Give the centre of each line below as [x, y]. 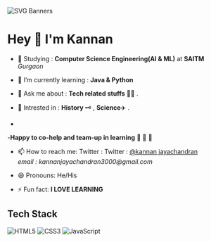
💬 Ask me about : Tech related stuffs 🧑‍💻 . [78, 93]
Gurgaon [30, 66]
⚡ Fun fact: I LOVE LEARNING [60, 189]
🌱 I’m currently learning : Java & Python [75, 79]
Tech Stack [32, 214]
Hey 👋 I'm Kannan [60, 39]
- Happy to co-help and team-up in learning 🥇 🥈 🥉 [80, 137]
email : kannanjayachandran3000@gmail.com [85, 161]
